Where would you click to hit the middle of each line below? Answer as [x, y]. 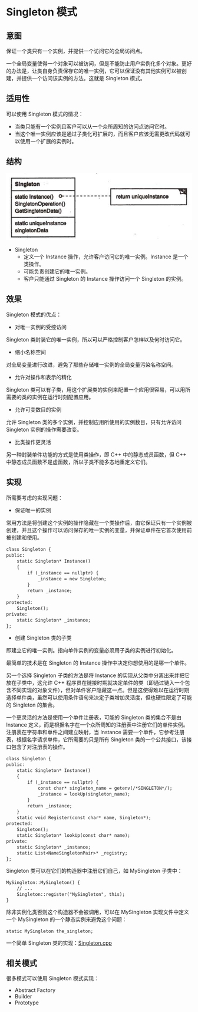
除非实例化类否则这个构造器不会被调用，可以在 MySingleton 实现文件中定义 [98, 912]
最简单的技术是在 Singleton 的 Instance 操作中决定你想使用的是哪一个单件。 [98, 663]
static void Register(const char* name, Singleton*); [84, 817]
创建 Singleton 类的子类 [43, 638]
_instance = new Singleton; [72, 579]
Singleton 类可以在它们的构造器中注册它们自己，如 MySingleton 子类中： [94, 870]
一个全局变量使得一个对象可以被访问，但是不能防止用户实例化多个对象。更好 [99, 63]
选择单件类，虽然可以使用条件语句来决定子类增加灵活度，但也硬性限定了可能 [99, 697]
